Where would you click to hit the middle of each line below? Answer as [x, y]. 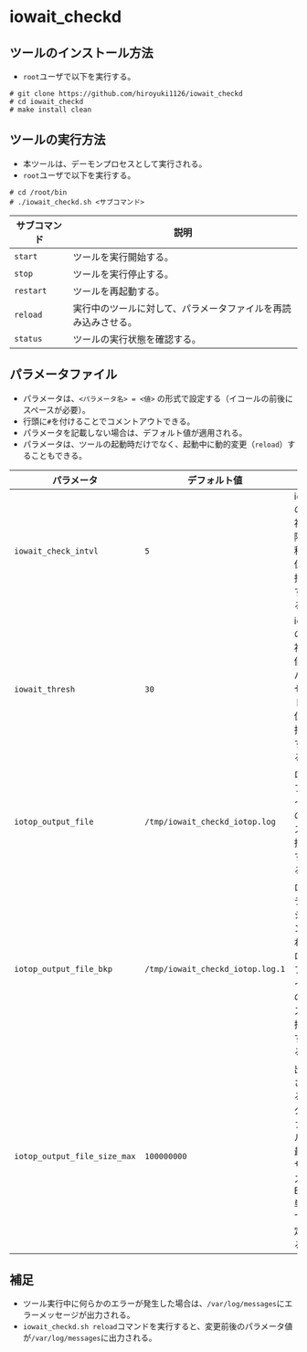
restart [31, 290]
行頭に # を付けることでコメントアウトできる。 [109, 421]
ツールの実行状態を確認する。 [137, 339]
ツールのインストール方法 [81, 53]
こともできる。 [58, 455]
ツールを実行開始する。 [123, 257]
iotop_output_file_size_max [75, 1156]
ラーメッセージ [51, 1315]
